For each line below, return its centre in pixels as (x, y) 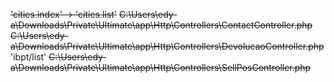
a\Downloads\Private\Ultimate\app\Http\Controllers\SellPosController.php (161, 67)
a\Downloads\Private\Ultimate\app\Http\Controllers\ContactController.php (161, 25)
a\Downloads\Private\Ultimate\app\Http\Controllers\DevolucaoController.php (167, 46)
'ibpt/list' (28, 57)
